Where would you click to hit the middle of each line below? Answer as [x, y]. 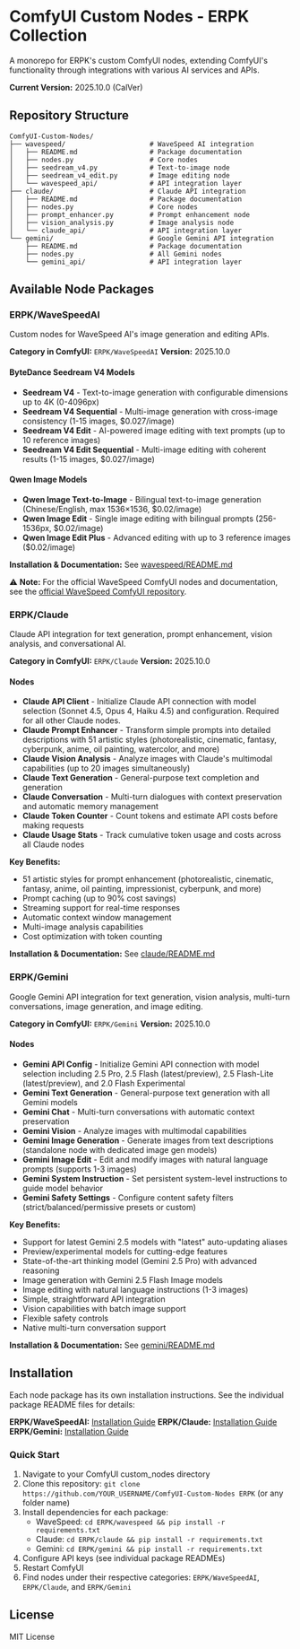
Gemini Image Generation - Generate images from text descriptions [148, 1140]
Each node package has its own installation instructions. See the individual [147, 1395]
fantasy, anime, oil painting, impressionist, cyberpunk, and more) [141, 889]
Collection [48, 35]
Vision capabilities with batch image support [104, 1308]
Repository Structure [69, 115]
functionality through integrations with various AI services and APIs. [134, 70]
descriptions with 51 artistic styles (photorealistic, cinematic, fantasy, [150, 740]
